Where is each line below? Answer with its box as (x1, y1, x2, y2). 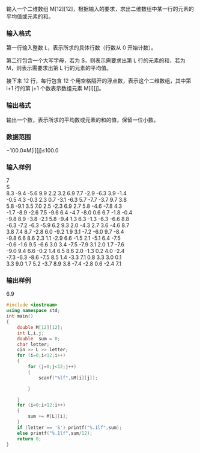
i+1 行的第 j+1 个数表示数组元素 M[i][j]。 (6, 85, 105, 92)
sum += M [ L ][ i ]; (28, 413, 68, 420)
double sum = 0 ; (17, 336, 61, 342)
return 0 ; (17, 436, 42, 442)
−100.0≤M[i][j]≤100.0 (6, 146, 59, 154)
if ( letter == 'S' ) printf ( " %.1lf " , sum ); (17, 424, 123, 431)
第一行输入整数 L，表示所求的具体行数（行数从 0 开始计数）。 (6, 44, 157, 51)
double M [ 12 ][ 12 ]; (17, 324, 63, 330)
